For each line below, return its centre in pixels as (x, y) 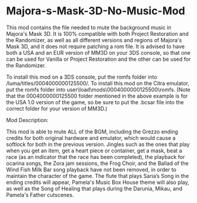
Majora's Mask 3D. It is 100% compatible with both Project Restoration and (97, 33)
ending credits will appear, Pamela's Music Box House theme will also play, (98, 182)
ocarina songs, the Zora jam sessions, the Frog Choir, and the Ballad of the (97, 163)
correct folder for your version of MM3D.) (57, 108)
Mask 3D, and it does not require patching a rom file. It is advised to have (96, 46)
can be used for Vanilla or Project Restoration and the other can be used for (99, 59)
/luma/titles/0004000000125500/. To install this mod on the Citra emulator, (98, 83)
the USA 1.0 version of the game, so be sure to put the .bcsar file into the (95, 102)
